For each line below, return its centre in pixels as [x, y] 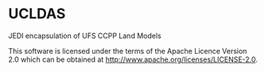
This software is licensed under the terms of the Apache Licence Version [128, 51]
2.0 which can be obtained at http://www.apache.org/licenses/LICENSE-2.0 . [133, 59]
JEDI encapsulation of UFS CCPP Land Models [85, 36]
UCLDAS [37, 14]
